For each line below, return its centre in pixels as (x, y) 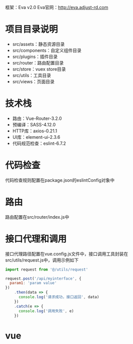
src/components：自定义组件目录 (47, 50)
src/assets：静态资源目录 (38, 44)
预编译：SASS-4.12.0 (34, 124)
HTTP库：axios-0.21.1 (35, 131)
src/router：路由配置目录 (38, 63)
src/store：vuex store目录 (39, 69)
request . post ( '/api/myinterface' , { (43, 279)
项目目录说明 (32, 29)
